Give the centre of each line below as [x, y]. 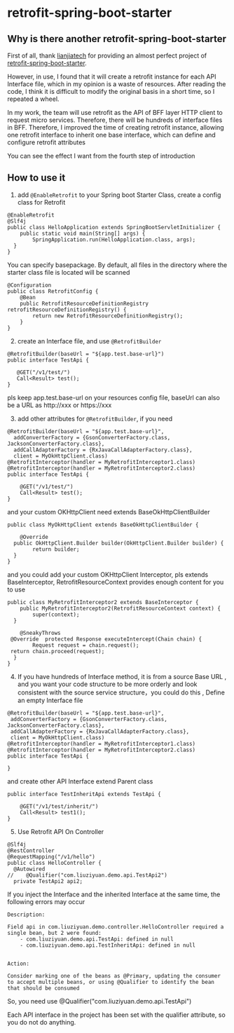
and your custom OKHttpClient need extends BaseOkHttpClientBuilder [109, 512]
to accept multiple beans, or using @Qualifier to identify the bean [111, 982]
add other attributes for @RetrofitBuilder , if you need [95, 418]
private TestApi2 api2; [48, 881]
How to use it [36, 178]
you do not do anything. [42, 1022]
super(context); [56, 615]
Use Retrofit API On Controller [61, 831]
